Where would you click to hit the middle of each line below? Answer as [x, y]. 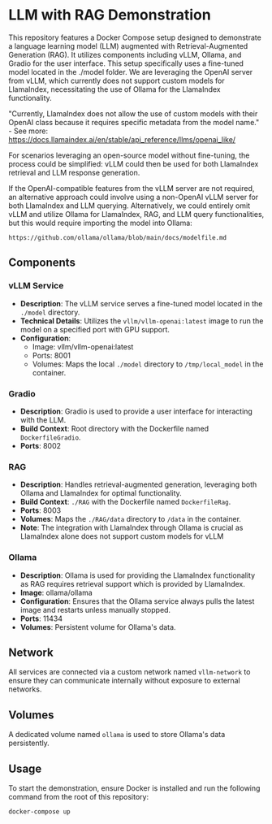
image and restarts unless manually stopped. [95, 609]
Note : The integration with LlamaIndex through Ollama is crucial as [132, 528]
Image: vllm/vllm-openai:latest [83, 346]
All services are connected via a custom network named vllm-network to [130, 672]
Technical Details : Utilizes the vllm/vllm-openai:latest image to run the [142, 321]
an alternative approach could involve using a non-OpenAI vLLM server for [134, 197]
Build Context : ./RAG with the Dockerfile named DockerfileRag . [125, 502]
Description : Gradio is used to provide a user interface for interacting [136, 411]
